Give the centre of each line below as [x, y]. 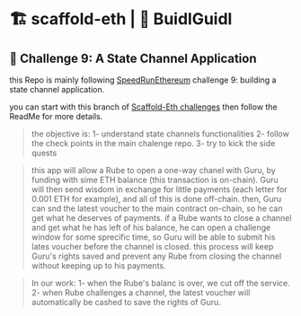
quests [44, 153]
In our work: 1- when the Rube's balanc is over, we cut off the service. [160, 283]
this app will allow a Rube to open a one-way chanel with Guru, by [153, 170]
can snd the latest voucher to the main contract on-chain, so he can [157, 208]
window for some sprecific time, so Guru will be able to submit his [153, 237]
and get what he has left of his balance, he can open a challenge [151, 228]
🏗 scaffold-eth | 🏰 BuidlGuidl [121, 19]
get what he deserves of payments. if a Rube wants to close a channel [161, 218]
